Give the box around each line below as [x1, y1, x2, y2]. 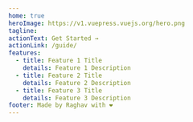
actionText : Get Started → [8, 34, 99, 43]
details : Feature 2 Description [23, 79, 131, 87]
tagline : [8, 26, 38, 35]
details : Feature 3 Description [23, 94, 131, 102]
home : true [8, 11, 45, 20]
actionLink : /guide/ [8, 42, 78, 50]
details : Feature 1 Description [23, 64, 131, 72]
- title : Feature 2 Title [15, 71, 103, 79]
